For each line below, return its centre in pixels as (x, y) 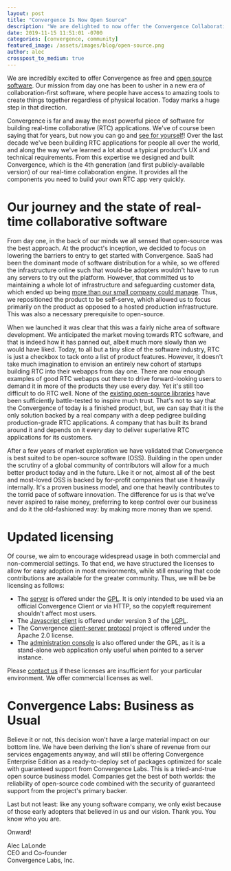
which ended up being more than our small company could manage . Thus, (112, 292)
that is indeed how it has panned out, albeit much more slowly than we (107, 342)
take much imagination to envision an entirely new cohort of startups (104, 364)
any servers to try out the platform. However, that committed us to (101, 277)
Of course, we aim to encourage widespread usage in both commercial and (114, 556)
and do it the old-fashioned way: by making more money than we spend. (110, 509)
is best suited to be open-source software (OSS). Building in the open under (115, 458)
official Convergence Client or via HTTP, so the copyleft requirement (114, 606)
